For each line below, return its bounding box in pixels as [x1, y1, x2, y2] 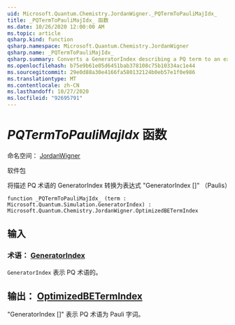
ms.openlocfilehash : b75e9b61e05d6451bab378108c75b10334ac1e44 [7, 62, 196, 69]
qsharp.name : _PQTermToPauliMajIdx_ [7, 50, 114, 57]
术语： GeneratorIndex [7, 251, 85, 261]
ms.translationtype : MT [7, 75, 77, 82]
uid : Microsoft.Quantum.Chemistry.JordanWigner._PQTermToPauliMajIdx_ [7, 10, 218, 17]
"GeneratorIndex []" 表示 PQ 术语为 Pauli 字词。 [7, 310, 145, 319]
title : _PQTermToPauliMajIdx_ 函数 [7, 17, 109, 24]
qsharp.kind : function [7, 36, 73, 43]
